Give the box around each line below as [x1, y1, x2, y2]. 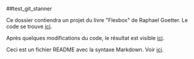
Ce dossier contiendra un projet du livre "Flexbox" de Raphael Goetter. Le [6, 17, 188, 23]
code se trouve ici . [6, 23, 52, 30]
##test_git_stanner [6, 5, 52, 12]
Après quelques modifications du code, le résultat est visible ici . [6, 35, 165, 41]
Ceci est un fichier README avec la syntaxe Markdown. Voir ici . [6, 46, 164, 53]
